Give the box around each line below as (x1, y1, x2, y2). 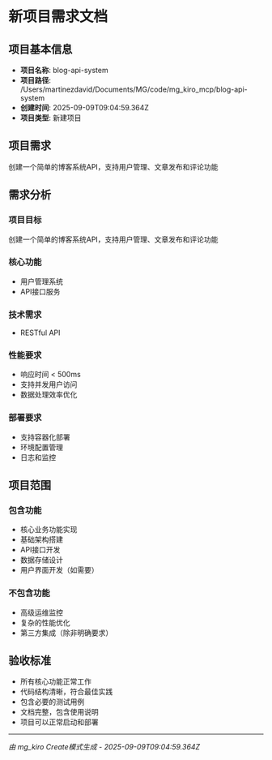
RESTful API (19, 328, 61, 337)
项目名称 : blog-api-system (19, 66, 108, 75)
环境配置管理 (19, 442, 63, 452)
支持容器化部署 (19, 432, 70, 442)
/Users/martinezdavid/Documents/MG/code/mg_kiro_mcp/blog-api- (19, 84, 249, 94)
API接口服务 (19, 286, 61, 296)
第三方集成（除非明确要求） (19, 628, 113, 638)
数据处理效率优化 (19, 390, 78, 400)
